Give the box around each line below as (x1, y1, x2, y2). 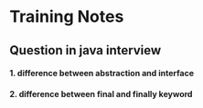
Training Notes (9, 6, 124, 27)
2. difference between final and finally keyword (9, 88, 193, 99)
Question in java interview (9, 43, 162, 58)
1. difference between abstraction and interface (9, 68, 195, 79)
